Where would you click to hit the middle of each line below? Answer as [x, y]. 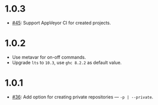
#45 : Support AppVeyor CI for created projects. [61, 23]
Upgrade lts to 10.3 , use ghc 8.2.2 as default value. [67, 62]
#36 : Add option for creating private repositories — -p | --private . [83, 97]
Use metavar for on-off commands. [49, 57]
